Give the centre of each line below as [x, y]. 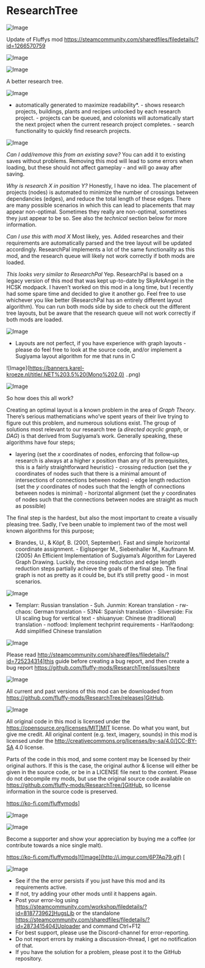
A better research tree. [35, 81]
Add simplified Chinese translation [58, 631]
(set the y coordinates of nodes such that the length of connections [100, 486]
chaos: [23, 611]
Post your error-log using [47, 900]
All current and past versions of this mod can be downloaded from [90, 691]
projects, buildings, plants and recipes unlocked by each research [98, 111]
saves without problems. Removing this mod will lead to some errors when [100, 161]
